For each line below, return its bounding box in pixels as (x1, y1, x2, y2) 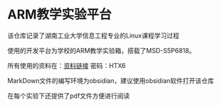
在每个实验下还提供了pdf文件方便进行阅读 (7, 91, 130, 100)
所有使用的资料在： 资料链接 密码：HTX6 (7, 61, 126, 69)
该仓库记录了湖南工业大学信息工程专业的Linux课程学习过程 (7, 31, 180, 40)
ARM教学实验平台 (7, 6, 112, 23)
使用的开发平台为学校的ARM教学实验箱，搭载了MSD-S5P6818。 (7, 46, 196, 55)
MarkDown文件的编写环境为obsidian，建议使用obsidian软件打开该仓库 (7, 76, 215, 85)
